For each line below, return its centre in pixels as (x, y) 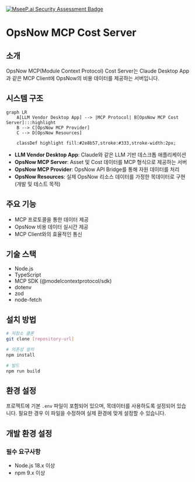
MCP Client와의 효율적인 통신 (48, 234)
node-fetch (28, 300)
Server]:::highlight (31, 122)
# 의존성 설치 (20, 350)
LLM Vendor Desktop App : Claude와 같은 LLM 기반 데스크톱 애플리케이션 (100, 155)
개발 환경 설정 (29, 433)
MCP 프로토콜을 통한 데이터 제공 (51, 219)
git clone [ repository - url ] (40, 339)
